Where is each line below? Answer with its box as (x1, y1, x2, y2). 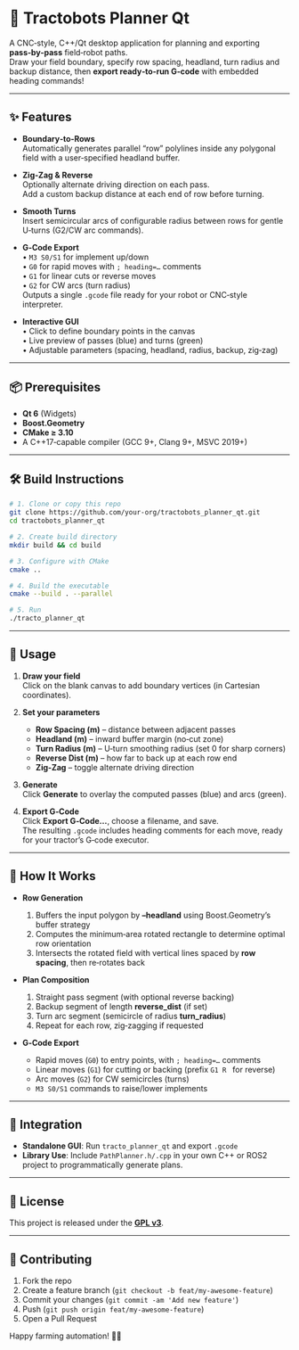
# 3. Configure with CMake (9, 556, 109, 565)
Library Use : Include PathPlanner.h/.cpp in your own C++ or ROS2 (21, 1150, 268, 1161)
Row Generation (21, 892, 84, 903)
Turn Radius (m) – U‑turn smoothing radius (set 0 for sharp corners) (35, 743, 287, 753)
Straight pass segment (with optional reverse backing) (35, 992, 235, 1002)
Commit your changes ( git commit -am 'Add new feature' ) (21, 1295, 239, 1305)
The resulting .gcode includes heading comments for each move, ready (21, 825, 283, 836)
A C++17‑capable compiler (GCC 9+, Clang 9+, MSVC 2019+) (21, 436, 247, 447)
